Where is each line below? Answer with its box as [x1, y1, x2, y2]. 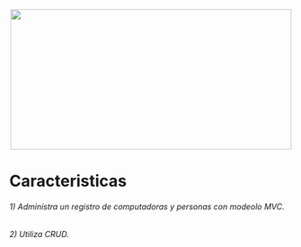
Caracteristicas [9, 171, 128, 191]
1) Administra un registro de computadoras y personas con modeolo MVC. [9, 201, 285, 212]
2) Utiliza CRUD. [9, 229, 69, 240]
